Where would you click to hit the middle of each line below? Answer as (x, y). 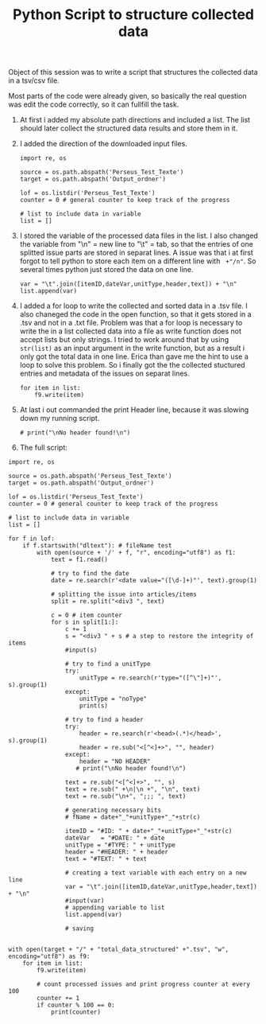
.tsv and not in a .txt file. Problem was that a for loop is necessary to (131, 323)
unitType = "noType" (113, 699)
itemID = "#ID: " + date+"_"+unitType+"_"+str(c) (148, 831)
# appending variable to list (115, 908)
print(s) (94, 706)
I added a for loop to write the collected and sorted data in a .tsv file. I (133, 306)
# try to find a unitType (108, 664)
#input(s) (81, 650)
